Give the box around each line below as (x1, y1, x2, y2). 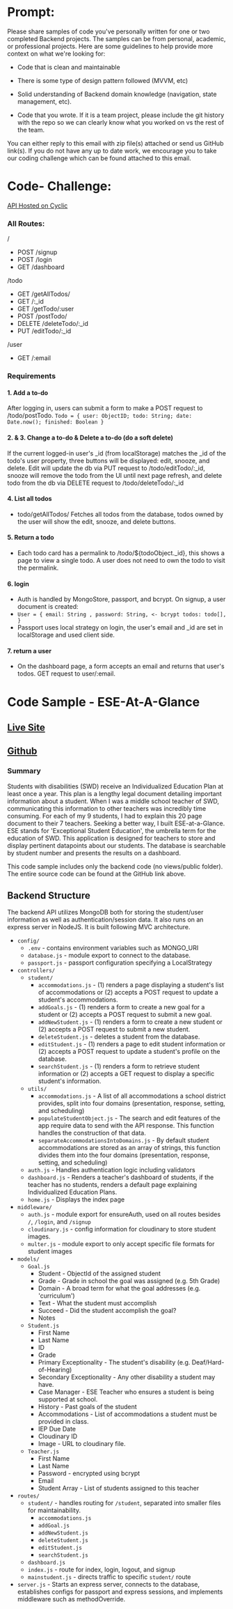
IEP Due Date (38, 1425, 77, 1433)
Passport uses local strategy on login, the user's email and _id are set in (17, 623, 224, 632)
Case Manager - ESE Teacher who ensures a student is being (38, 1388, 214, 1397)
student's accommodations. (38, 995, 118, 1004)
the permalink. (17, 563, 59, 572)
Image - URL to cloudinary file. (38, 1440, 127, 1448)
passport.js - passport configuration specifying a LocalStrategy (27, 958, 212, 967)
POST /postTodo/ (17, 312, 67, 320)
